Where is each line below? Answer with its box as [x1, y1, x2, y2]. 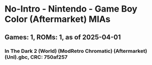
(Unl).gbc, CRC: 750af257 [4, 53, 68, 60]
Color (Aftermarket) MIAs [4, 14, 111, 25]
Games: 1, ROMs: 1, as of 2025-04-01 [4, 33, 121, 41]
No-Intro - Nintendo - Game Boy [4, 3, 138, 15]
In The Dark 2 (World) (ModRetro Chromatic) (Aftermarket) [4, 48, 148, 54]
